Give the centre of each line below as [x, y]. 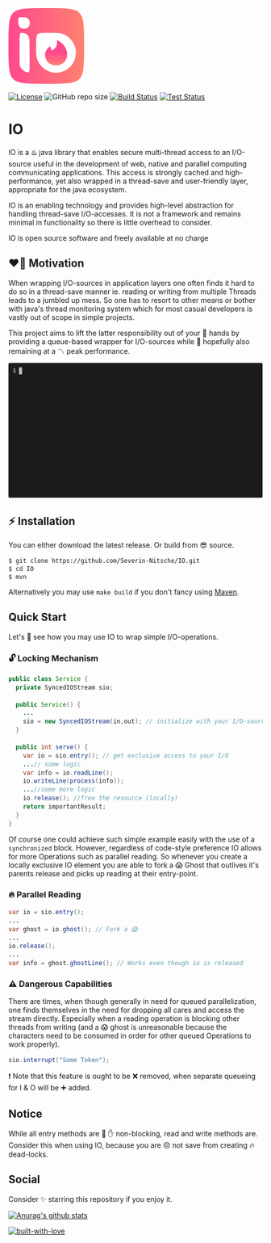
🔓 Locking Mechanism [54, 658]
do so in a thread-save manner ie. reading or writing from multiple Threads [132, 292]
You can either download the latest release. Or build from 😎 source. [121, 544]
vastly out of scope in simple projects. [72, 317]
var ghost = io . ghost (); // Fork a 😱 [73, 929]
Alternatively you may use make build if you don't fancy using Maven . [124, 592]
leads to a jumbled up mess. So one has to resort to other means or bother [132, 300]
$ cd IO [21, 569]
